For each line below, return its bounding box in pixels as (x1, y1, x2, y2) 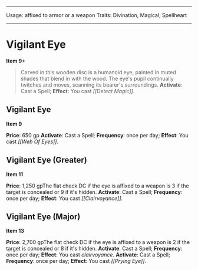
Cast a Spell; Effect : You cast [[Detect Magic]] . (20, 87, 135, 94)
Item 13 (6, 228, 25, 235)
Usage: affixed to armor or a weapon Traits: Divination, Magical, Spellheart (6, 12, 187, 18)
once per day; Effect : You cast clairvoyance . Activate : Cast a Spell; (6, 251, 170, 258)
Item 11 (6, 170, 24, 177)
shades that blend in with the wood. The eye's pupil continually (20, 75, 174, 82)
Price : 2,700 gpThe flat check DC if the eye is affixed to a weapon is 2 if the (6, 239, 190, 246)
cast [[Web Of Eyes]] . (6, 138, 59, 145)
